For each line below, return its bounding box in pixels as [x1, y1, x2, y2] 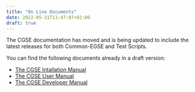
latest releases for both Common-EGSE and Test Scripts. [6, 43, 147, 50]
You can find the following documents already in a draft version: [6, 55, 165, 62]
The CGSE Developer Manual [14, 79, 88, 86]
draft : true [6, 20, 36, 26]
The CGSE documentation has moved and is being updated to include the [6, 37, 189, 44]
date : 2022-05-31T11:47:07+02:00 [6, 14, 91, 20]
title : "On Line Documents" [6, 8, 77, 15]
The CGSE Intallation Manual [14, 66, 86, 73]
